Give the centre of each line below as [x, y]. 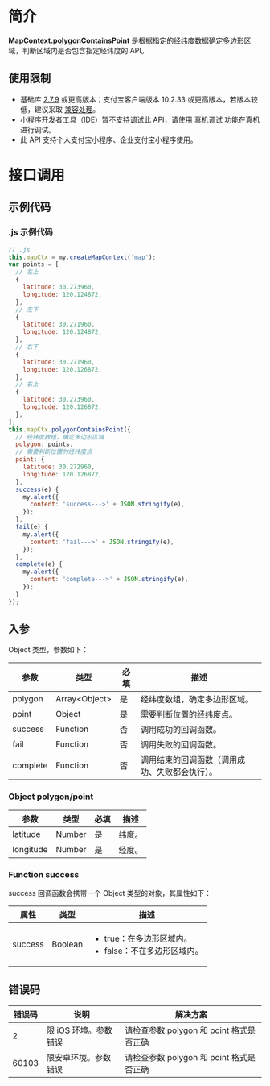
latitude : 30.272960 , [59, 467]
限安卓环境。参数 [78, 1057]
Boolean [67, 944]
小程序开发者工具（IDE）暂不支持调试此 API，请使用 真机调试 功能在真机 [140, 119]
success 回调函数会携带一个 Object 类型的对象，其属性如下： [110, 893]
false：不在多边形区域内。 [153, 951]
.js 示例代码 [31, 232]
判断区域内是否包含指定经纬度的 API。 [85, 50]
